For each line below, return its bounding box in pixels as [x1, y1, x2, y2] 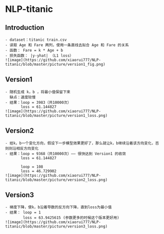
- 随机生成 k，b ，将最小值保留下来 [5, 89, 71, 94]
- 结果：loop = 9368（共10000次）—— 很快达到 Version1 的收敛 [5, 151, 126, 156]
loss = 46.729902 [20, 168, 57, 173]
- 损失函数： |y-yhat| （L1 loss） [5, 53, 74, 58]
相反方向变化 [16, 146, 39, 151]
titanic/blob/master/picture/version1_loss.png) [5, 113, 108, 118]
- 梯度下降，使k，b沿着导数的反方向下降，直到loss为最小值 [5, 205, 112, 210]
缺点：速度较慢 [9, 94, 36, 100]
